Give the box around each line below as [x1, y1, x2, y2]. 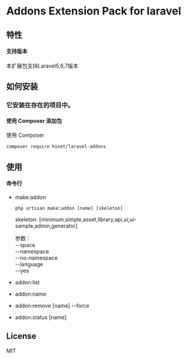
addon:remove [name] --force [14, 302, 90, 309]
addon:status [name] [14, 313, 67, 320]
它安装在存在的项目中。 [6, 101, 74, 110]
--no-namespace [14, 254, 58, 261]
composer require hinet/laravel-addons [6, 143, 106, 150]
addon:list [14, 278, 40, 286]
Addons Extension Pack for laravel [6, 4, 182, 18]
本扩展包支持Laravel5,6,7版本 [6, 62, 79, 69]
